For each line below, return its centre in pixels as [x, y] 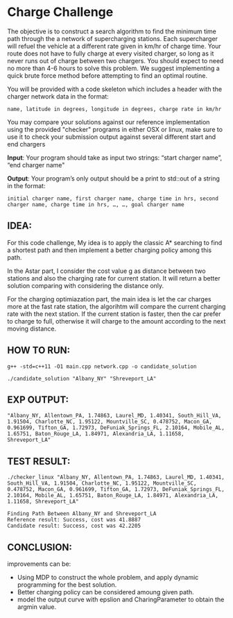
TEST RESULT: [39, 461]
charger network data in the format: [58, 96]
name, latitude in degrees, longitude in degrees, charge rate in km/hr [114, 109]
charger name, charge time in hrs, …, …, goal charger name [96, 204]
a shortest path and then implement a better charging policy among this [110, 250]
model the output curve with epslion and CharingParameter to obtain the [121, 599]
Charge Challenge [60, 12]
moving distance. [32, 328]
